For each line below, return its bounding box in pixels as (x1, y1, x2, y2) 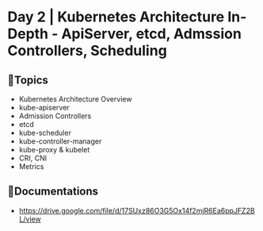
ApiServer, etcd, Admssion (61, 25, 242, 43)
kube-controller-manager (18, 137, 102, 146)
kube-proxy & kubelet (18, 145, 90, 154)
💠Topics (7, 73, 49, 87)
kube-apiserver (18, 103, 70, 112)
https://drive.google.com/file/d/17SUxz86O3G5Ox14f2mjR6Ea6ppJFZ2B (18, 206, 255, 215)
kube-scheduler (18, 128, 72, 137)
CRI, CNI (18, 153, 48, 163)
